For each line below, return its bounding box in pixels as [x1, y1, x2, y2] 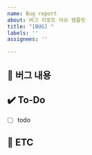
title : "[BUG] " [7, 23, 54, 30]
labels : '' [7, 29, 39, 37]
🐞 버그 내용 [7, 69, 52, 81]
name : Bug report [7, 10, 57, 17]
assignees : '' [7, 36, 48, 43]
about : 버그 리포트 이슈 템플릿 [7, 17, 86, 24]
